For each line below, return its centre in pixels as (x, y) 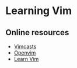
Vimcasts (25, 46)
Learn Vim (26, 59)
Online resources (37, 33)
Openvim (25, 53)
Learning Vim (39, 11)
